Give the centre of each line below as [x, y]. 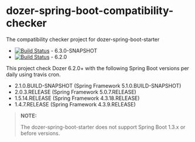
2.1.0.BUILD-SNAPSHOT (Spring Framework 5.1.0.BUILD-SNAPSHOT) [98, 85]
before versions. [40, 133]
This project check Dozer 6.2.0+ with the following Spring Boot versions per [97, 68]
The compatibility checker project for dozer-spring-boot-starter [83, 39]
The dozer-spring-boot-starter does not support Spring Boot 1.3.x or [103, 127]
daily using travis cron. [33, 74]
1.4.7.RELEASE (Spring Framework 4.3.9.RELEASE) [75, 104]
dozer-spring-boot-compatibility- [90, 11]
